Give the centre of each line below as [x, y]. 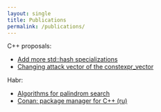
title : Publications [37, 20]
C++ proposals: [29, 46]
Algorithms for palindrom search [63, 93]
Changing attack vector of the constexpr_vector [85, 67]
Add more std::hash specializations [67, 59]
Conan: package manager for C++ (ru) [72, 101]
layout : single [29, 13]
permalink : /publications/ [46, 26]
